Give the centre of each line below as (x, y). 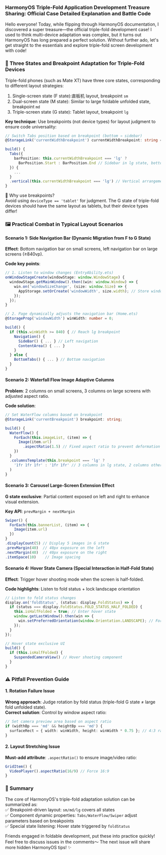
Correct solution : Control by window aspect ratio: (56, 712)
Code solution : (21, 406)
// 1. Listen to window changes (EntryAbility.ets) (59, 273)
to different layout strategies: (35, 85)
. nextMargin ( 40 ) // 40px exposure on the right (56, 553)
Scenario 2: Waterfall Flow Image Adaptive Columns (60, 380)
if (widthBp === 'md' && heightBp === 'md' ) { (54, 726)
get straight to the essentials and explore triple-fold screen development (79, 45)
